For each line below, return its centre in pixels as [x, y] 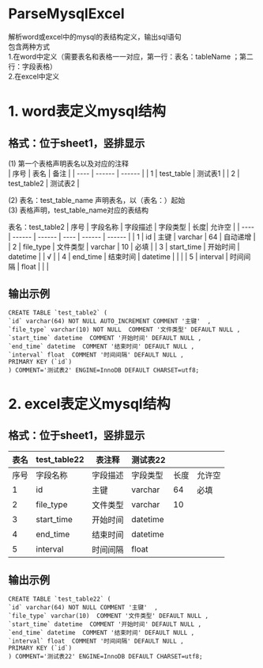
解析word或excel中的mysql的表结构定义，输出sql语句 [95, 36]
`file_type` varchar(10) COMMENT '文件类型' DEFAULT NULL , [109, 616]
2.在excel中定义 [34, 76]
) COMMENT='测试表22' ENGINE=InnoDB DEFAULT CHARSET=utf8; [105, 656]
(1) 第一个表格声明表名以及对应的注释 [68, 163]
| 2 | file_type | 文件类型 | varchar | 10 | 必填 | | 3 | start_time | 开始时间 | [124, 246]
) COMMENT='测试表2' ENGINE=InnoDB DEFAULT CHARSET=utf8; [104, 370]
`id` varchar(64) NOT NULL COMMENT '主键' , [83, 607]
